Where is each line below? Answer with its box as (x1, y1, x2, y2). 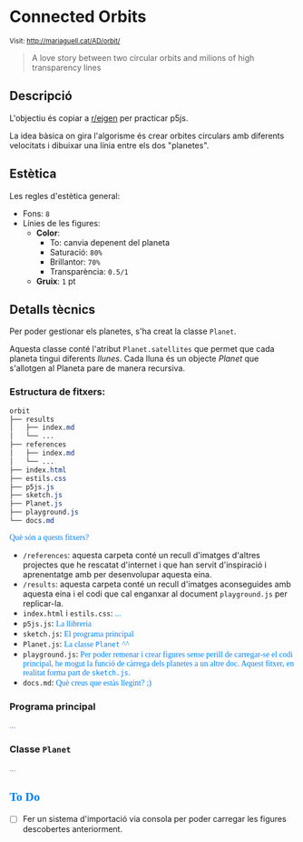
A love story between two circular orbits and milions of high (31, 52, 255, 63)
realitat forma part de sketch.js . (22, 667, 132, 677)
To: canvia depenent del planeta (49, 236, 171, 247)
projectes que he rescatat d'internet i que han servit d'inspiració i (22, 559, 268, 570)
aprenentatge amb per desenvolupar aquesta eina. (22, 568, 212, 579)
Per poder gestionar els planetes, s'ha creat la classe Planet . (9, 326, 237, 337)
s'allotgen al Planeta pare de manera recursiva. (9, 363, 186, 374)
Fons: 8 (22, 207, 50, 219)
